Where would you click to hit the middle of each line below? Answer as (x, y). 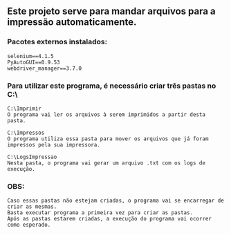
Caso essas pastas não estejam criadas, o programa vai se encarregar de (116, 201)
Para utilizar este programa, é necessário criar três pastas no (112, 86)
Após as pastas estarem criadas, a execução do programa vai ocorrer (110, 219)
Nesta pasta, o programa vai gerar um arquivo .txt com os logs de (107, 163)
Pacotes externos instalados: (57, 42)
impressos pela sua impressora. (54, 144)
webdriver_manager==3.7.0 (44, 68)
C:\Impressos (26, 133)
